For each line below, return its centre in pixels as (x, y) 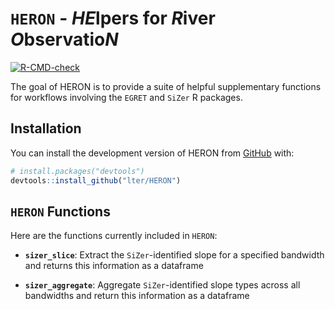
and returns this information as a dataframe (114, 266)
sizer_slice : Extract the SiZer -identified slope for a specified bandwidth (174, 255)
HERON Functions (60, 211)
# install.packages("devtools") (77, 171)
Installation (46, 128)
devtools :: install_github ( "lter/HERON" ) (96, 180)
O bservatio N (64, 39)
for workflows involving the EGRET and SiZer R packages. (126, 97)
